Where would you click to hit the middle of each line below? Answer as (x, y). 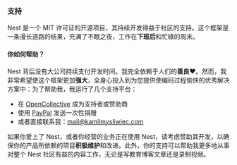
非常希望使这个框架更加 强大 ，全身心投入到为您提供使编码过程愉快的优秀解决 (119, 80)
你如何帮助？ (26, 54)
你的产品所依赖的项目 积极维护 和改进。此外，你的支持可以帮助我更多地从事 (121, 145)
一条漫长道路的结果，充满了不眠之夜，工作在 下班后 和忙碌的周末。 (103, 37)
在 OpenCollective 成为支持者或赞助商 (73, 104)
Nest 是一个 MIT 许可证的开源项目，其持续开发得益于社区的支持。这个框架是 (118, 28)
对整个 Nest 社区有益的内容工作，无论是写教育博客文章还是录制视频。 (109, 154)
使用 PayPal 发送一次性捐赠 (57, 112)
